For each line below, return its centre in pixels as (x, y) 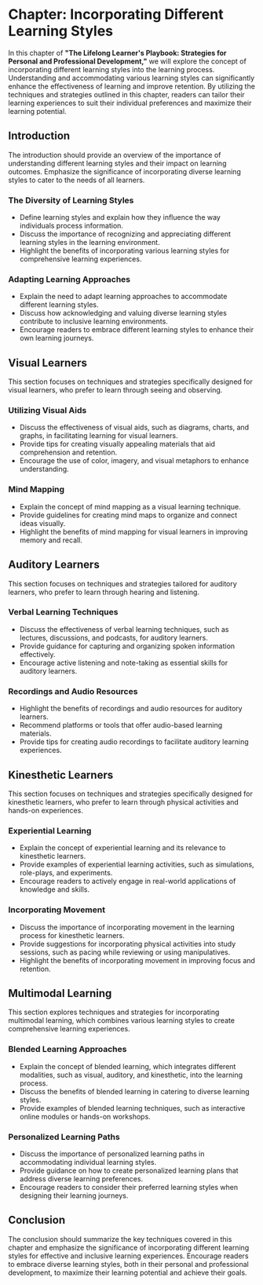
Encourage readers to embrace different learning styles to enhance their (136, 330)
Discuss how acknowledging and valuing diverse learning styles (123, 313)
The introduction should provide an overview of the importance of (115, 155)
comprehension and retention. (68, 452)
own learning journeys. (57, 338)
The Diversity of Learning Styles (71, 200)
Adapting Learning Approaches (69, 279)
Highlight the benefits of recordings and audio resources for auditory (131, 709)
